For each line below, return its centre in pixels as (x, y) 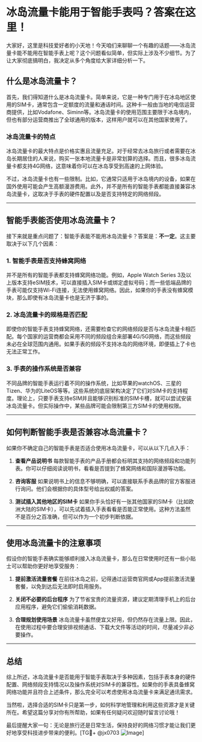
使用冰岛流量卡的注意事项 (54, 543)
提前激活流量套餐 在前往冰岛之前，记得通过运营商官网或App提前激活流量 (105, 579)
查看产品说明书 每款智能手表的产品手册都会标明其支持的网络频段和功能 (103, 461)
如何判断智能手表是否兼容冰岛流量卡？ (77, 432)
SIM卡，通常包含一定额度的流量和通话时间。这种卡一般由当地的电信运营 (106, 104)
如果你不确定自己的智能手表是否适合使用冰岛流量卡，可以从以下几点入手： (98, 448)
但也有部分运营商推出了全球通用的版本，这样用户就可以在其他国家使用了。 (98, 119)
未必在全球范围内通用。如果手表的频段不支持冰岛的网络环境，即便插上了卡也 (101, 344)
